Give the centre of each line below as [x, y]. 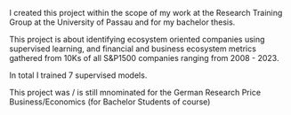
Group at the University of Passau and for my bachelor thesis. [122, 22]
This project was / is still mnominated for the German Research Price [135, 92]
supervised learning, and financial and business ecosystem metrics [133, 49]
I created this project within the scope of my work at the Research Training [146, 13]
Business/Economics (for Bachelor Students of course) [110, 102]
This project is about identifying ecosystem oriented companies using [137, 39]
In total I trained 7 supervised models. [78, 75]
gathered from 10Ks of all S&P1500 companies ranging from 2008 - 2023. [144, 58]
